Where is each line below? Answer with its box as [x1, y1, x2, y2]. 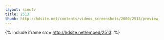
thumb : [5, 16, 19, 21]
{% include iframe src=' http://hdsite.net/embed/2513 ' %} [5, 30, 120, 36]
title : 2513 [5, 12, 29, 17]
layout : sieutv [5, 7, 36, 12]
